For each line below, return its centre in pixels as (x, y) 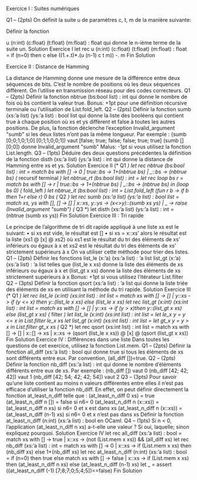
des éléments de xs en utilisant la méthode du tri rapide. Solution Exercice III (98, 289)
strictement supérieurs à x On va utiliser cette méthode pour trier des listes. (98, 252)
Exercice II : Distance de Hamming (48, 66)
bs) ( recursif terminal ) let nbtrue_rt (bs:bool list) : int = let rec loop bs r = (95, 178)
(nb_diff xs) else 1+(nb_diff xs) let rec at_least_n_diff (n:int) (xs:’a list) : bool (96, 452)
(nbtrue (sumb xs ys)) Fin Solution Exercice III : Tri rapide (75, 215)
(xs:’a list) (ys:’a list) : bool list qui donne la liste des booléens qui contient (95, 115)
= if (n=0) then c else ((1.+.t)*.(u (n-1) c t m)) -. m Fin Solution (81, 55)
